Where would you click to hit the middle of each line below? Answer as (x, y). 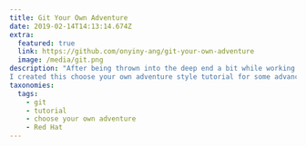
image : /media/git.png (61, 60)
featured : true (46, 43)
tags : (28, 93)
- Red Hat (45, 128)
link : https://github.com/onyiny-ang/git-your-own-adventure (136, 52)
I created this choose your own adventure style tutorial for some (140, 77)
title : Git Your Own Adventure (69, 18)
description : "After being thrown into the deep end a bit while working (153, 69)
